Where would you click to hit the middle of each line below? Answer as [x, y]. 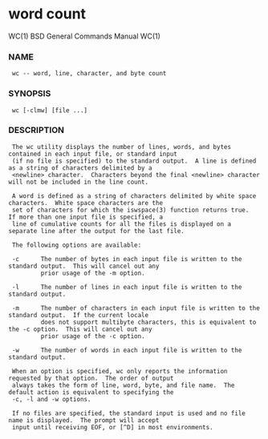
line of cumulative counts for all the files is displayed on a [121, 224]
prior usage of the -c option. [93, 336]
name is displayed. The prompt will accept [84, 420]
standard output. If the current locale [79, 315]
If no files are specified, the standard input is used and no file [129, 413]
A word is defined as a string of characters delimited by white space [134, 196]
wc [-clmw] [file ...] [50, 110]
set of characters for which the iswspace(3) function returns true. [130, 210]
